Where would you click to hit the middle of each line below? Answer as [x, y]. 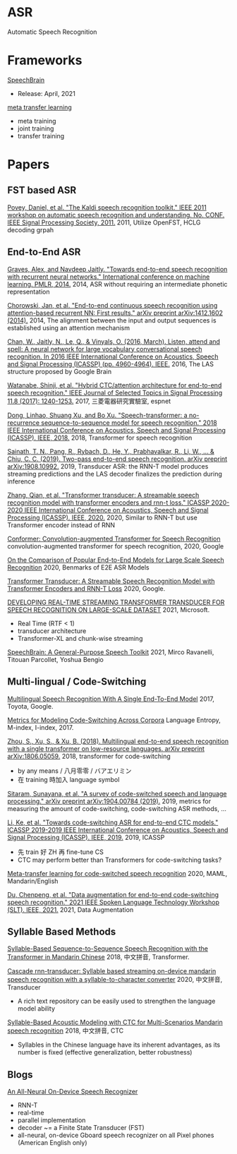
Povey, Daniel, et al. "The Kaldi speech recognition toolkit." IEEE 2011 [107, 207]
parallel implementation [51, 1120]
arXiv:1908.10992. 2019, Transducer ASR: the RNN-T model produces [108, 466]
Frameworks [45, 60]
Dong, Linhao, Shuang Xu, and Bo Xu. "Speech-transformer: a [98, 415]
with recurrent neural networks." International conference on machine [109, 277]
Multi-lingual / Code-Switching [77, 682]
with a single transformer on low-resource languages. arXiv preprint [106, 748]
